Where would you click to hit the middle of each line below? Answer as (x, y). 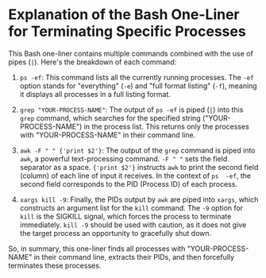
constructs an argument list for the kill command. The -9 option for (131, 207)
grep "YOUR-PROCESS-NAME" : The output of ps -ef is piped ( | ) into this (131, 110)
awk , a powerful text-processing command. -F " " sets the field (123, 158)
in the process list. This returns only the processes (167, 126)
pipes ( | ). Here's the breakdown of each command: (93, 62)
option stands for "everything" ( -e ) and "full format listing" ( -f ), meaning (138, 86)
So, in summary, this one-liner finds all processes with (97, 249)
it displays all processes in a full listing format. (95, 94)
